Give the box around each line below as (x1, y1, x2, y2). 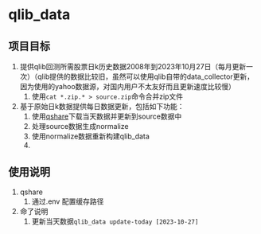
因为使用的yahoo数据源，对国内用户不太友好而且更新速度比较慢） (19, 82, 236, 91)
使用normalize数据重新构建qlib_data (31, 131, 150, 141)
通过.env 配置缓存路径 (31, 197, 104, 206)
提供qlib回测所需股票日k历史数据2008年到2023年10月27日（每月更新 (19, 62, 247, 71)
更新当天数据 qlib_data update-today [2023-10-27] (31, 216, 199, 226)
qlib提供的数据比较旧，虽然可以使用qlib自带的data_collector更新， (37, 72, 255, 81)
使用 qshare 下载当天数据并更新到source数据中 (31, 111, 182, 121)
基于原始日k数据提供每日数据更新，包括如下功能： (19, 102, 185, 111)
